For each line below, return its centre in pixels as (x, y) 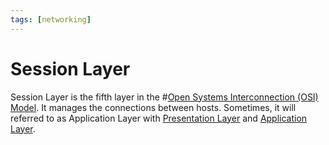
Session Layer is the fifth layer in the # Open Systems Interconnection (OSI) (164, 97)
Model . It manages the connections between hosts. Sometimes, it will (153, 107)
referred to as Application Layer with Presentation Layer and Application (159, 118)
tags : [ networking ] (51, 19)
